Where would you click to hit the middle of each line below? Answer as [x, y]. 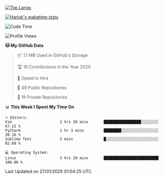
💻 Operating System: [27, 153]
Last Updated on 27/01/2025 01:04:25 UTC [48, 171]
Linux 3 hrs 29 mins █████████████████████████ [82, 158]
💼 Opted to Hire [33, 78]
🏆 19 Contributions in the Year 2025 [54, 67]
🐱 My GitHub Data [24, 45]
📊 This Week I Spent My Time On [40, 107]
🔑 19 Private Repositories [42, 97]
